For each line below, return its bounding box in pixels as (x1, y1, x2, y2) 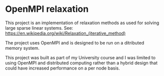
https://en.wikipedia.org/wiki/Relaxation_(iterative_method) (5, 30, 126, 36)
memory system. (5, 45, 40, 51)
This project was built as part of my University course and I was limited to (5, 54, 156, 60)
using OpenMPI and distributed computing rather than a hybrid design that (5, 60, 158, 66)
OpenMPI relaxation (5, 3, 89, 15)
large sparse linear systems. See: (5, 25, 74, 31)
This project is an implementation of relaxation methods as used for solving (5, 20, 160, 26)
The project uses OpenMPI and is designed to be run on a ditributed (5, 39, 145, 45)
